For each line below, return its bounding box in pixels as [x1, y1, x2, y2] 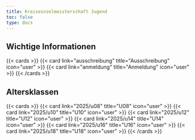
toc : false [6, 14, 33, 20]
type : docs [6, 19, 33, 25]
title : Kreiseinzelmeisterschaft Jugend [6, 8, 108, 15]
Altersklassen [6, 87, 59, 97]
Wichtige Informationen [6, 41, 96, 51]
